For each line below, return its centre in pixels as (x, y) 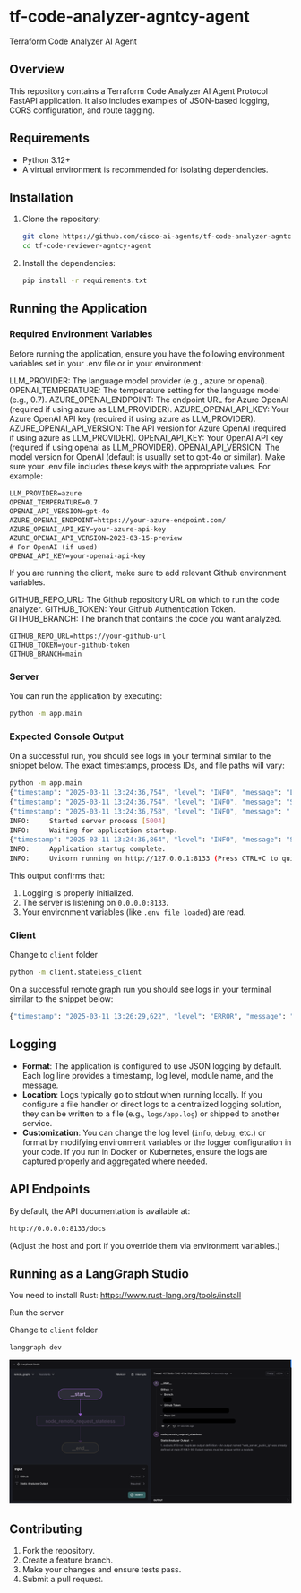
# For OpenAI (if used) (54, 547)
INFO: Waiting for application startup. (94, 831)
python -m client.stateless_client (76, 973)
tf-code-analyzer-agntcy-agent (129, 17)
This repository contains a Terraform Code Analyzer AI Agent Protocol (139, 90)
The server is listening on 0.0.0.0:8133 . (95, 903)
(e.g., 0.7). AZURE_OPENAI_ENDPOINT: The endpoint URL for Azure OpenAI (149, 400)
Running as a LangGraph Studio (99, 1274)
